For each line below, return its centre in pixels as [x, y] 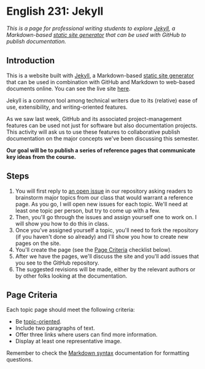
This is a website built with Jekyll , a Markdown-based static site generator [100, 76]
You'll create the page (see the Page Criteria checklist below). [93, 249]
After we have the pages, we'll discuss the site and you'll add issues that [107, 256]
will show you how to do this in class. [62, 223]
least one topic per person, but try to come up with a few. [88, 211]
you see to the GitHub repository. [57, 263]
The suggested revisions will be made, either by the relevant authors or [105, 269]
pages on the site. [38, 243]
